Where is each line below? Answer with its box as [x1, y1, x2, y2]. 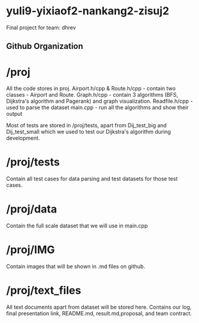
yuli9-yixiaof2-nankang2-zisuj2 [6, 4, 169, 18]
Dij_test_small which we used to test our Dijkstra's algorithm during [6, 128, 172, 136]
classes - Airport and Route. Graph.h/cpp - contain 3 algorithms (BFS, [6, 91, 178, 99]
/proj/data [6, 202, 57, 216]
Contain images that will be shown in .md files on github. [6, 263, 145, 270]
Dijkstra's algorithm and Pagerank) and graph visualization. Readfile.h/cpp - [6, 97, 193, 105]
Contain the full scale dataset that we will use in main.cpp [6, 222, 148, 229]
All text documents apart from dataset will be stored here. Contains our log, [6, 303, 192, 311]
